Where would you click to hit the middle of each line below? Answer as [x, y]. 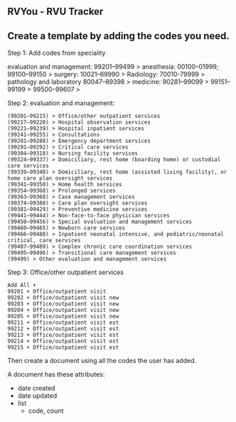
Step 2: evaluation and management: [61, 103]
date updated [37, 396]
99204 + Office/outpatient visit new [63, 310]
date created [36, 388]
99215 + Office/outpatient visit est [63, 347]
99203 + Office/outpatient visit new [63, 304]
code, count [46, 411]
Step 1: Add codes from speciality [57, 53]
